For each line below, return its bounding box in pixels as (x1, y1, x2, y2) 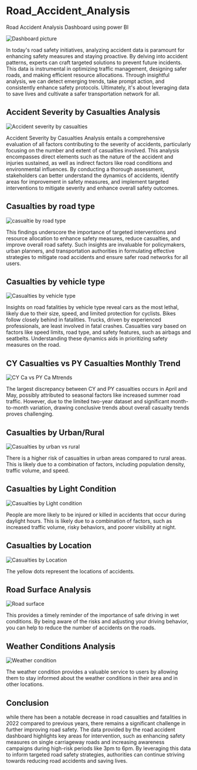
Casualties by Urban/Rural (6, 427, 104, 437)
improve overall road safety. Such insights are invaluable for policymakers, (6, 241, 186, 248)
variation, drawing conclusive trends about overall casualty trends (30, 404, 189, 411)
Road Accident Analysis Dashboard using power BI (6, 24, 129, 31)
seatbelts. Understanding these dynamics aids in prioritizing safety (6, 335, 168, 342)
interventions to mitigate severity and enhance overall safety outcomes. (6, 184, 179, 191)
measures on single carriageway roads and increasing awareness (6, 739, 165, 746)
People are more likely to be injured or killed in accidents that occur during (6, 511, 186, 518)
